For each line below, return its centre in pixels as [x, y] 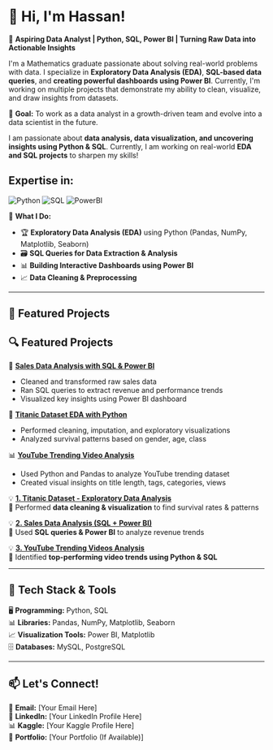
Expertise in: [41, 181]
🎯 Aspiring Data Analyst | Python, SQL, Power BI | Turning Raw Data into [132, 39]
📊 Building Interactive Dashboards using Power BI [107, 265]
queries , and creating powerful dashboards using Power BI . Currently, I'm [134, 80]
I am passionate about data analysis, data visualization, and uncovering [131, 138]
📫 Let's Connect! [54, 684]
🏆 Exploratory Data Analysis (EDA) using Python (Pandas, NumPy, [134, 232]
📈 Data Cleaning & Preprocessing [78, 277]
